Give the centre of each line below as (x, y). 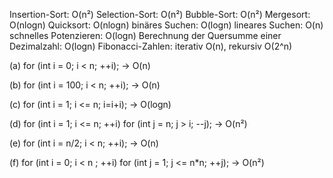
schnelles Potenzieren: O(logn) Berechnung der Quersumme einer (145, 35)
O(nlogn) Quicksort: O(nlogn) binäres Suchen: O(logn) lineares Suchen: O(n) (166, 25)
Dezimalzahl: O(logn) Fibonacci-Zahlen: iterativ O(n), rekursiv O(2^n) (151, 46)
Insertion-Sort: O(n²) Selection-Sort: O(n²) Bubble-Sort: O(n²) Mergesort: (160, 14)
